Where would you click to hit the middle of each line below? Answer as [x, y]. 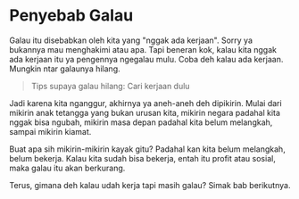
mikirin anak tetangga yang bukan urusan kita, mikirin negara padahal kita [145, 112]
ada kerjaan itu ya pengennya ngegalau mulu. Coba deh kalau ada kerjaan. [146, 59]
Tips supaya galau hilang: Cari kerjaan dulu [110, 86]
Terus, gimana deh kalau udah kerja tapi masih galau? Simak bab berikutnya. [150, 185]
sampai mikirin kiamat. [50, 131]
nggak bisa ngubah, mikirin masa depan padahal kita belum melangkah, [141, 122]
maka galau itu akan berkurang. [67, 168]
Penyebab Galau [71, 16]
